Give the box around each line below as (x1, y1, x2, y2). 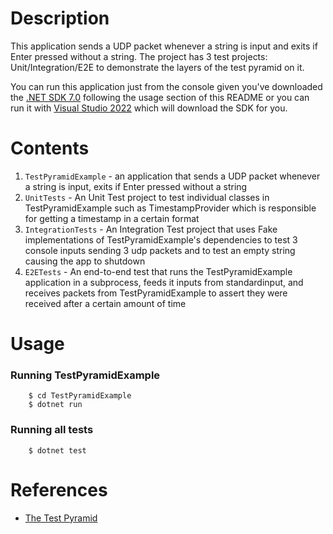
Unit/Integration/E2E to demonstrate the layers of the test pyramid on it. (10, 61, 305, 73)
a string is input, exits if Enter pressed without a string (24, 180, 248, 192)
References (10, 478, 108, 501)
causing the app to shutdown (24, 255, 146, 267)
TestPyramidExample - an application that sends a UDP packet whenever (24, 170, 321, 182)
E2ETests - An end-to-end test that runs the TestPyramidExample (24, 265, 293, 277)
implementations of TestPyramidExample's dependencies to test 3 (24, 233, 298, 246)
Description (10, 7, 110, 30)
